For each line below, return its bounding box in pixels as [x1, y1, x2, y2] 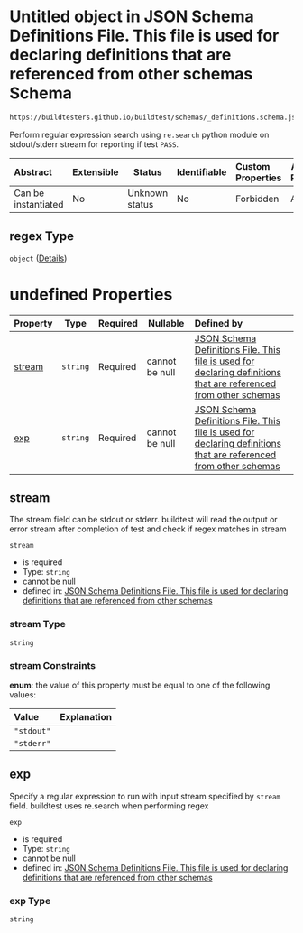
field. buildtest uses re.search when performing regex [9, 800, 209, 811]
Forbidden [235, 192, 280, 205]
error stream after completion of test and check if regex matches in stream [9, 523, 287, 534]
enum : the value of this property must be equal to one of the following [9, 679, 271, 690]
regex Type [9, 228, 75, 245]
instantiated [14, 198, 64, 210]
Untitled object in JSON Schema [9, 6, 254, 27]
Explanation [60, 710, 113, 723]
